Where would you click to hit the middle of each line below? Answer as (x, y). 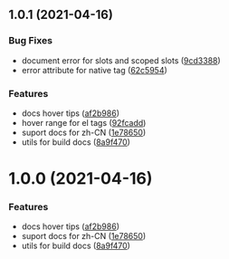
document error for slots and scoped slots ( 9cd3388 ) (121, 60)
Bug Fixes (31, 41)
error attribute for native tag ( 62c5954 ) (95, 70)
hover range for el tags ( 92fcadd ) (84, 122)
